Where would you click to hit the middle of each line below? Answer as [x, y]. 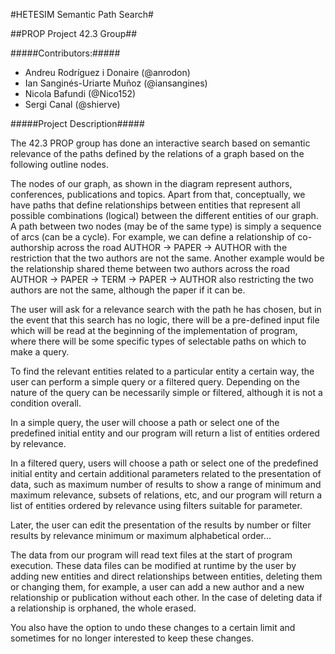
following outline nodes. [59, 164]
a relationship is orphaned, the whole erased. [103, 608]
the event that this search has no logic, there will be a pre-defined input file [165, 320]
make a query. [40, 352]
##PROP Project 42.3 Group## [73, 33]
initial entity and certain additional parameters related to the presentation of [166, 473]
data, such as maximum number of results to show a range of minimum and [166, 484]
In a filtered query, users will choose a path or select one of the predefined [164, 463]
